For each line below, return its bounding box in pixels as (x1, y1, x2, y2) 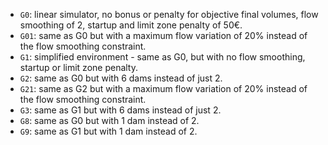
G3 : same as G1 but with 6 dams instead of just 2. (19, 104, 222, 116)
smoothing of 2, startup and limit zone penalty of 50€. (19, 19, 243, 31)
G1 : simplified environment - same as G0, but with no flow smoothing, (19, 51, 306, 63)
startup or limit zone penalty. (19, 62, 139, 73)
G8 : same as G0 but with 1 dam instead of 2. (19, 115, 200, 126)
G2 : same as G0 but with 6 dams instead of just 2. (19, 72, 223, 84)
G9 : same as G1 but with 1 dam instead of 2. (19, 125, 198, 137)
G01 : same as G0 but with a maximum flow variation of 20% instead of (19, 30, 308, 41)
